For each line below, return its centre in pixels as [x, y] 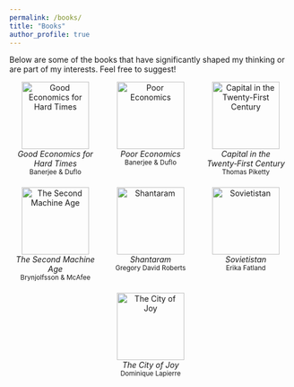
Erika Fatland [246, 268]
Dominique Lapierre [151, 374]
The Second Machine [56, 259]
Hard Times [56, 163]
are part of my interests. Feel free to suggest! [93, 69]
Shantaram [151, 259]
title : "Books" [38, 26]
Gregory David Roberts [151, 268]
